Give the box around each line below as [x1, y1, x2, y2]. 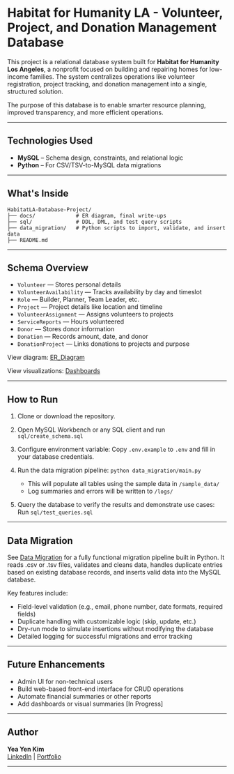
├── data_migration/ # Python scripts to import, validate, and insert [7, 225, 226, 232]
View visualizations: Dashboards [7, 367, 101, 375]
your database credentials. [17, 453, 95, 461]
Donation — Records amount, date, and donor [17, 333, 148, 341]
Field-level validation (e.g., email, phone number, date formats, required [17, 602, 223, 611]
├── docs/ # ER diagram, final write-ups [7, 212, 167, 219]
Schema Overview [7, 261, 89, 273]
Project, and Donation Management [7, 20, 217, 36]
